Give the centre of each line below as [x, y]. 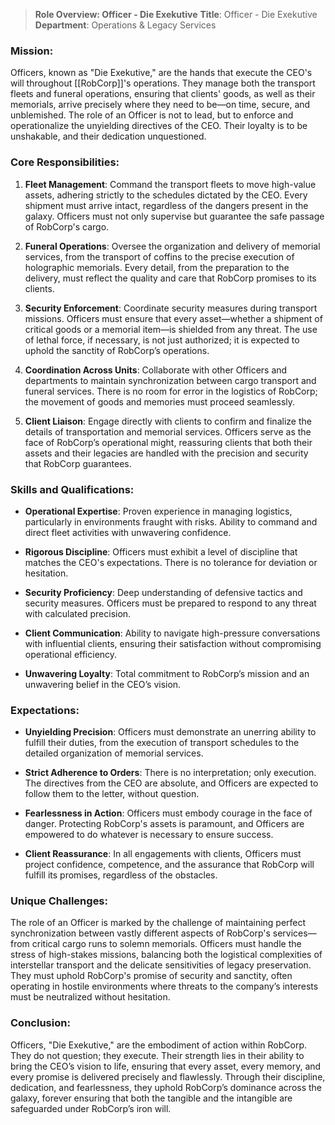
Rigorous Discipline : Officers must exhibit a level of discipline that [161, 551]
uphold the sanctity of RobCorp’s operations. [117, 350]
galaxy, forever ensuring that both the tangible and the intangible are [151, 1098]
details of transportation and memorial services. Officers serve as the [168, 431]
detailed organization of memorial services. [114, 753]
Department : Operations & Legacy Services [125, 25]
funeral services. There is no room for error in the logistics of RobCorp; [171, 391]
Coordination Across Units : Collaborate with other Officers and [156, 370]
